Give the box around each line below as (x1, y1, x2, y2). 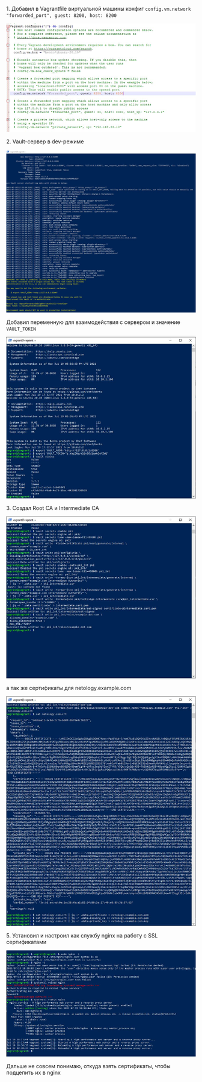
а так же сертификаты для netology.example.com (6, 684, 132, 691)
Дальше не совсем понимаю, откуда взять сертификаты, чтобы (6, 1063, 171, 1070)
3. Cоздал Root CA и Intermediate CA (6, 505, 99, 512)
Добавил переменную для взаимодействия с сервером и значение (6, 319, 180, 326)
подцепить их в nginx (6, 1069, 61, 1077)
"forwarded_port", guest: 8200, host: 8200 (6, 13, 117, 19)
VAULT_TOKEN (6, 326, 36, 332)
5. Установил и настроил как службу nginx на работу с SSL (6, 932, 158, 939)
